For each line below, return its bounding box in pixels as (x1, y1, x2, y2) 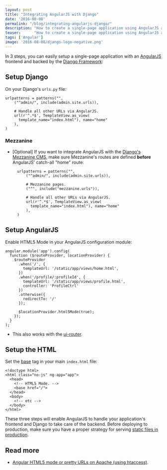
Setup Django (5, 73, 48, 81)
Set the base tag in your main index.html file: (5, 358, 98, 365)
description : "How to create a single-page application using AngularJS (5, 26, 159, 31)
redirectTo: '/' (23, 296, 57, 301)
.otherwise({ (18, 292, 46, 297)
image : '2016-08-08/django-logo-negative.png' (5, 40, 103, 45)
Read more (5, 446, 40, 455)
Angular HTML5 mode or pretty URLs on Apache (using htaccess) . (12, 460, 149, 466)
